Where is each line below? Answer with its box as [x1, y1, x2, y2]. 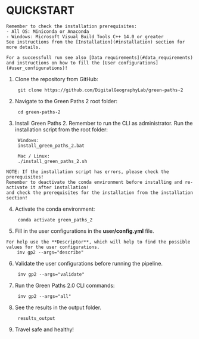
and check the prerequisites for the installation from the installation [6, 189, 194, 196]
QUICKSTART [6, 4, 74, 17]
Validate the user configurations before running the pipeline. [14, 260, 163, 267]
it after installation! [30, 184, 89, 190]
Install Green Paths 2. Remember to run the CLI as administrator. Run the [14, 119, 193, 127]
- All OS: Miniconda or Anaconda [6, 28, 89, 35]
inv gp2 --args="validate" [17, 271, 85, 278]
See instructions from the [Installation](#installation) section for [6, 39, 185, 45]
